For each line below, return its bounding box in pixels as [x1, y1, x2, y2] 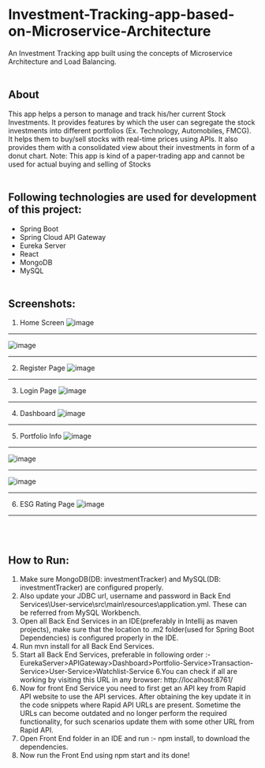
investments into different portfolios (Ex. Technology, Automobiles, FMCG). [8, 126, 252, 135]
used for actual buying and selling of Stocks [8, 159, 151, 169]
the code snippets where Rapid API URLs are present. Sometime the [19, 700, 241, 710]
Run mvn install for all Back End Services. [19, 642, 155, 651]
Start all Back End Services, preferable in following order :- [19, 650, 211, 660]
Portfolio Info [19, 432, 62, 441]
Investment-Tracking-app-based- [8, 6, 235, 24]
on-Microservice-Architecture [8, 22, 211, 40]
